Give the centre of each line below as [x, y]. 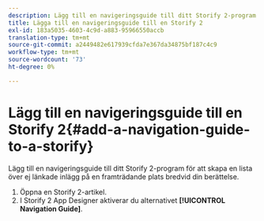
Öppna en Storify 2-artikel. [63, 192]
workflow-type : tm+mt [44, 52]
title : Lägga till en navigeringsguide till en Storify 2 [106, 23]
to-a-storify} [51, 146]
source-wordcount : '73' [47, 60]
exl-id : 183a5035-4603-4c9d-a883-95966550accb [86, 30]
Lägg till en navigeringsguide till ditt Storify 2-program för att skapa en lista [130, 168]
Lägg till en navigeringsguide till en [125, 112]
